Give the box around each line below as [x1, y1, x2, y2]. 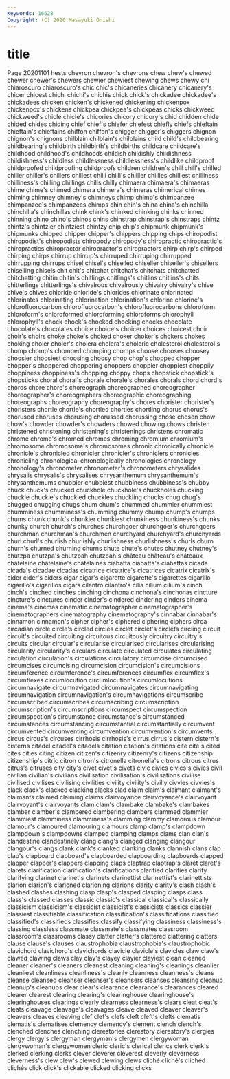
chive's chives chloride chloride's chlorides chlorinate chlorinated [7, 289, 194, 297]
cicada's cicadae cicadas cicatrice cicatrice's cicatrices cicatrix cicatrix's [7, 566, 216, 575]
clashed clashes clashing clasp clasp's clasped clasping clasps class [7, 888, 203, 897]
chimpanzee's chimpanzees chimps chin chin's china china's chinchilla [7, 200, 209, 209]
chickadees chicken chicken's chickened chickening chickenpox [7, 98, 190, 107]
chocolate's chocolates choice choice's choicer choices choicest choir [7, 325, 208, 333]
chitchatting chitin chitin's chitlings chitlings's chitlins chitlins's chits [7, 273, 200, 282]
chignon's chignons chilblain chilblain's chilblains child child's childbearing [7, 135, 219, 143]
